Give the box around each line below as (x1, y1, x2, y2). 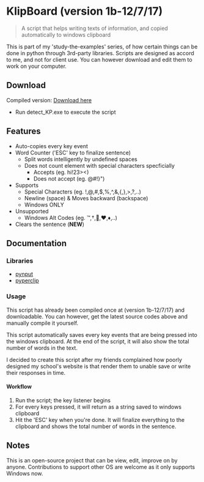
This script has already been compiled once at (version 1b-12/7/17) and (6, 306, 185, 314)
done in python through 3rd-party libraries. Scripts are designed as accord (6, 49, 194, 56)
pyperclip (15, 277, 40, 284)
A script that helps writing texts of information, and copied (21, 24, 168, 32)
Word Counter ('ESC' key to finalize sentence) (15, 149, 131, 156)
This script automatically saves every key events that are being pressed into (6, 331, 197, 338)
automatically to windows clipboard (21, 31, 111, 38)
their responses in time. (6, 369, 66, 376)
